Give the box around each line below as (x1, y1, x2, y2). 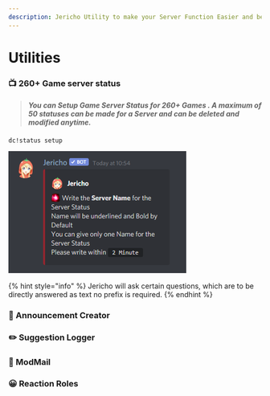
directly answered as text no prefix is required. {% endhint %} (8, 289, 213, 299)
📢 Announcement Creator (8, 309, 110, 320)
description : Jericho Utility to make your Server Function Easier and (8, 13, 253, 21)
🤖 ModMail (8, 356, 51, 367)
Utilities (8, 48, 61, 67)
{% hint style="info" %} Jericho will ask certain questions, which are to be (8, 281, 255, 291)
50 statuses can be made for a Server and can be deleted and (27, 109, 239, 119)
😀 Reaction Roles (8, 378, 79, 389)
